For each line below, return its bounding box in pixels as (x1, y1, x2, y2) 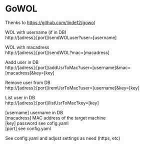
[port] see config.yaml (5, 125, 51, 131)
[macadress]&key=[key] (5, 69, 55, 75)
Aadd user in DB (5, 59, 39, 65)
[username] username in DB (5, 109, 63, 115)
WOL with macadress (5, 44, 49, 50)
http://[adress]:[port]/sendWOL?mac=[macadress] (5, 49, 110, 55)
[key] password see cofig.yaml (5, 120, 69, 126)
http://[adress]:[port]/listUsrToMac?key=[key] (5, 99, 99, 105)
